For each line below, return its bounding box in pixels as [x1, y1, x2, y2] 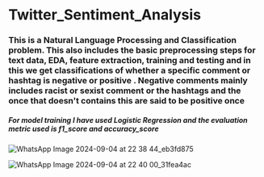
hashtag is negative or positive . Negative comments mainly [8, 75, 248, 86]
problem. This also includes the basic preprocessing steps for [8, 44, 256, 56]
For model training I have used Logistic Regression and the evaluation [8, 115, 248, 124]
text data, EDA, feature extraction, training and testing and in [8, 55, 252, 66]
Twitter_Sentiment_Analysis [8, 6, 202, 24]
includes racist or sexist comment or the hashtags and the [8, 85, 241, 96]
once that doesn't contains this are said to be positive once [8, 95, 245, 107]
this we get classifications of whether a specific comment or [8, 65, 251, 76]
